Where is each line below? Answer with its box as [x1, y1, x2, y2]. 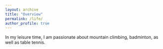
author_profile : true [5, 21, 50, 26]
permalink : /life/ [5, 16, 43, 21]
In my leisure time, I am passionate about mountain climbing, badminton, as [5, 34, 159, 40]
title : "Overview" [5, 12, 43, 17]
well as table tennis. [5, 40, 45, 46]
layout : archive [5, 7, 39, 12]
